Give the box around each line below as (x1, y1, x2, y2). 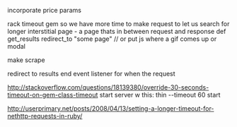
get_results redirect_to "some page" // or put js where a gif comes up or (7, 35, 217, 43)
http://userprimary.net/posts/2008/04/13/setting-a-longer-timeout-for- (7, 104, 214, 112)
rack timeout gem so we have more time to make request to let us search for (7, 20, 230, 28)
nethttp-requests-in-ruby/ (7, 112, 83, 120)
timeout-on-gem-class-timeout (7, 91, 98, 99)
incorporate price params (7, 6, 82, 14)
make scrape (7, 56, 45, 64)
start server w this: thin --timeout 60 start (99, 91, 221, 99)
